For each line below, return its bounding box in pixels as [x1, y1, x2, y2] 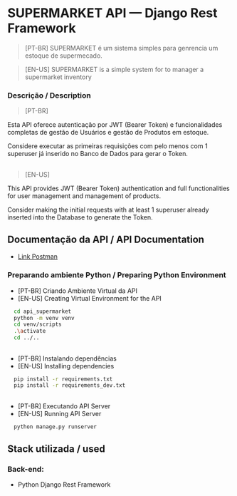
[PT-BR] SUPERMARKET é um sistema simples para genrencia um [24, 43, 218, 52]
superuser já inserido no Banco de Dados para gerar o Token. [7, 150, 189, 158]
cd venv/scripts [14, 321, 62, 329]
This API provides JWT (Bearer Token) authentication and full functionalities [7, 184, 230, 192]
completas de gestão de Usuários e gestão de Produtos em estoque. [7, 128, 209, 137]
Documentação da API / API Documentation [7, 234, 205, 246]
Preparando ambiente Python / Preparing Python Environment [7, 270, 226, 280]
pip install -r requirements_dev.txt [14, 382, 126, 389]
